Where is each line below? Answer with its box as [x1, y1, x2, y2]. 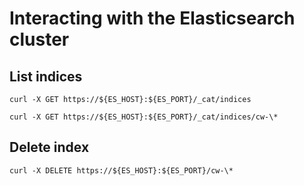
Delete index [9, 139, 90, 156]
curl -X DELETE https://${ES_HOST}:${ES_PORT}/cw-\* [9, 165, 234, 176]
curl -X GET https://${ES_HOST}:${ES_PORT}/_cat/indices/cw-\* [9, 112, 279, 122]
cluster [9, 28, 70, 51]
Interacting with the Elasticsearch [9, 7, 296, 30]
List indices [9, 68, 83, 85]
